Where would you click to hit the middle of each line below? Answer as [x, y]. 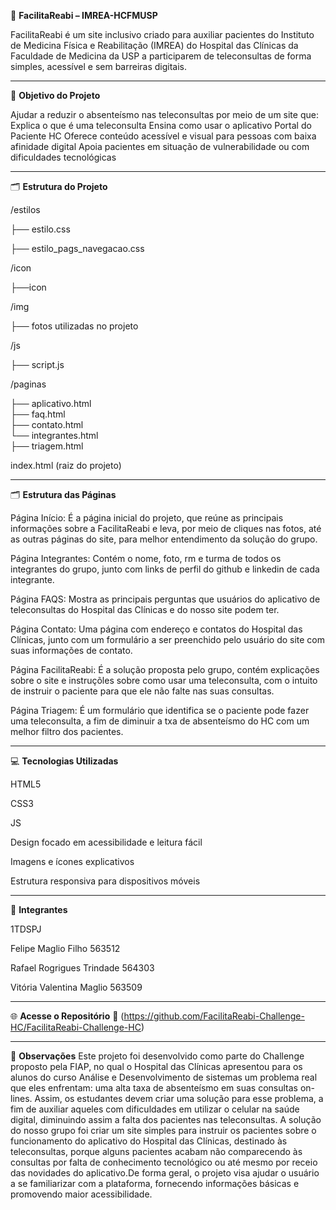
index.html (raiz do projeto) [66, 465]
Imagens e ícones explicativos [72, 861]
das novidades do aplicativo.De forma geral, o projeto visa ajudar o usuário [165, 1173]
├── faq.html [38, 414]
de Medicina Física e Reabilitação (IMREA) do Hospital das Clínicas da [154, 45]
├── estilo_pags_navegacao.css [77, 248]
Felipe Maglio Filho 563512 [65, 948]
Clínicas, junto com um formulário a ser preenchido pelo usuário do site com [168, 639]
